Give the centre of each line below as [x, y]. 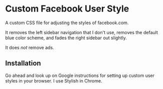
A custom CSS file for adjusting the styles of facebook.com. [67, 23]
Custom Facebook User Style [67, 9]
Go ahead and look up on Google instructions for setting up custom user [80, 75]
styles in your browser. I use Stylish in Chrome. [54, 80]
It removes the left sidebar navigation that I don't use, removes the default [81, 32]
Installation [23, 63]
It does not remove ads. [30, 47]
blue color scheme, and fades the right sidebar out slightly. [66, 38]
